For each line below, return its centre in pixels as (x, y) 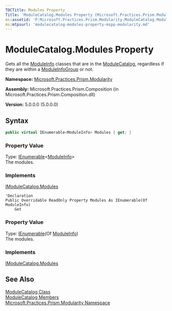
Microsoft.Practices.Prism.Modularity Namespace (58, 302)
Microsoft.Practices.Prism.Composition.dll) (50, 95)
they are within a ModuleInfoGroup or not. (49, 69)
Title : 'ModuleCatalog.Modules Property (49, 15)
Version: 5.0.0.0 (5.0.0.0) (32, 105)
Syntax (17, 121)
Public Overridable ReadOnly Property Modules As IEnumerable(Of (76, 200)
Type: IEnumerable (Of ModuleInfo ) (42, 233)
